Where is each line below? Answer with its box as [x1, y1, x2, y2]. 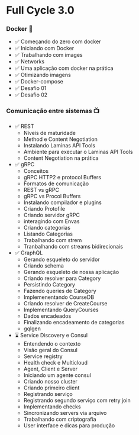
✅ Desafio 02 [14, 91, 48, 98]
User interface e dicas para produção [23, 421, 115, 429]
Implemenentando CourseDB [23, 294, 95, 301]
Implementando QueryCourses [23, 306, 99, 313]
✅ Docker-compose [14, 78, 63, 85]
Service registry [23, 353, 63, 360]
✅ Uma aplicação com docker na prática [14, 65, 114, 72]
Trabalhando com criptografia [23, 415, 96, 423]
